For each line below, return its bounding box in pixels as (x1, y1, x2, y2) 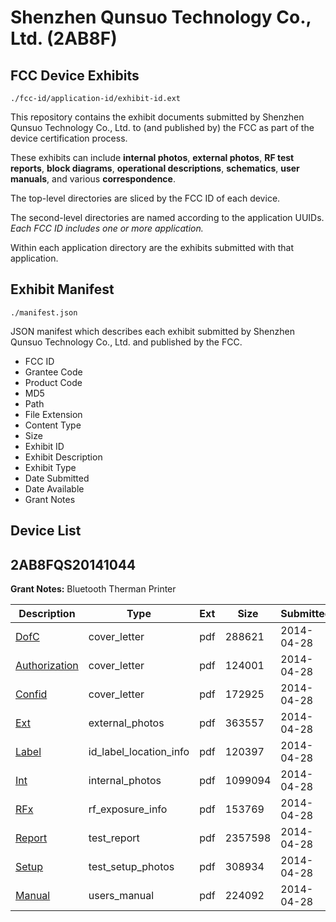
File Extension (24, 408, 83, 420)
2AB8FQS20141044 (10, 556, 137, 573)
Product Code (24, 376, 83, 388)
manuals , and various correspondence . (10, 173, 176, 185)
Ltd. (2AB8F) (10, 27, 118, 50)
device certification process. (10, 132, 128, 144)
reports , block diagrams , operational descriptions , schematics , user (10, 162, 300, 174)
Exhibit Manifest (10, 281, 115, 298)
